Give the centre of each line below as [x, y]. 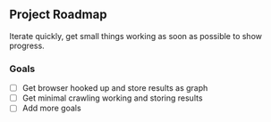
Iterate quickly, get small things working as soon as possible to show [135, 36]
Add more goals [52, 108]
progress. [27, 45]
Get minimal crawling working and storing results [112, 98]
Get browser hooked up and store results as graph [115, 88]
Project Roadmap [58, 15]
